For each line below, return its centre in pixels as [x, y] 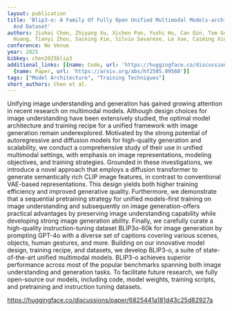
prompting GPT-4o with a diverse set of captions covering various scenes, [113, 236]
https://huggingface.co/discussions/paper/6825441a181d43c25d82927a [110, 300]
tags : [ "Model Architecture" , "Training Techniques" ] [86, 78]
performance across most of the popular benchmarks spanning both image [114, 265]
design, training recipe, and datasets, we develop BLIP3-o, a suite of [105, 250]
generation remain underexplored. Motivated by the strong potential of [107, 133]
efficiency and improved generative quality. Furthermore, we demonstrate [112, 192]
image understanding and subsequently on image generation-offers [104, 206]
